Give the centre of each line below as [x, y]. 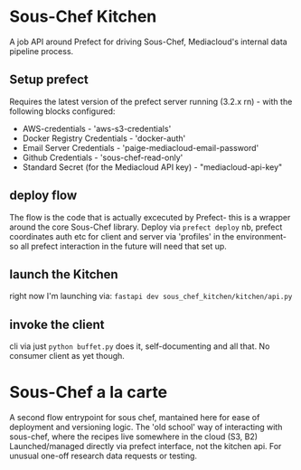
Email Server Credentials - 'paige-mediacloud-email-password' [141, 147]
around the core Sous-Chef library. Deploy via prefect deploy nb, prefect [146, 227]
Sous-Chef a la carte [89, 393]
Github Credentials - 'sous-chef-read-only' [103, 157]
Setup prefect [49, 80]
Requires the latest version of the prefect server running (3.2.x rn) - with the [151, 101]
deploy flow [43, 196]
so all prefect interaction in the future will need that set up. [118, 246]
